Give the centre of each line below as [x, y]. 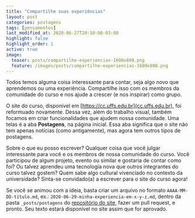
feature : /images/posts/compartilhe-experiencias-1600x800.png [90, 66]
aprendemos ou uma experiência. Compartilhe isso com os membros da [93, 89]
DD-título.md [22, 197]
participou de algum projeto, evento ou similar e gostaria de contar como [94, 160]
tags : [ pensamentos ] [31, 28]
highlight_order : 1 [30, 44]
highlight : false [27, 38]
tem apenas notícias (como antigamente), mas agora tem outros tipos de [93, 131]
